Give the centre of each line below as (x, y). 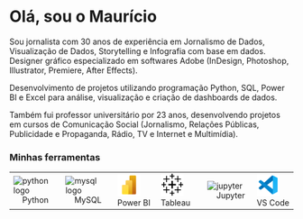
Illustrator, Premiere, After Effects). (73, 70)
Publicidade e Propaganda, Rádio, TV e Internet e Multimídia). (124, 133)
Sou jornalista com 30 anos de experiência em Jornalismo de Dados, (137, 41)
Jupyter (230, 195)
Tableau (176, 202)
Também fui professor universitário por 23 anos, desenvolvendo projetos (145, 114)
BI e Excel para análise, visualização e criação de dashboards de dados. (143, 97)
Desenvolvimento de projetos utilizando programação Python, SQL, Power (147, 87)
